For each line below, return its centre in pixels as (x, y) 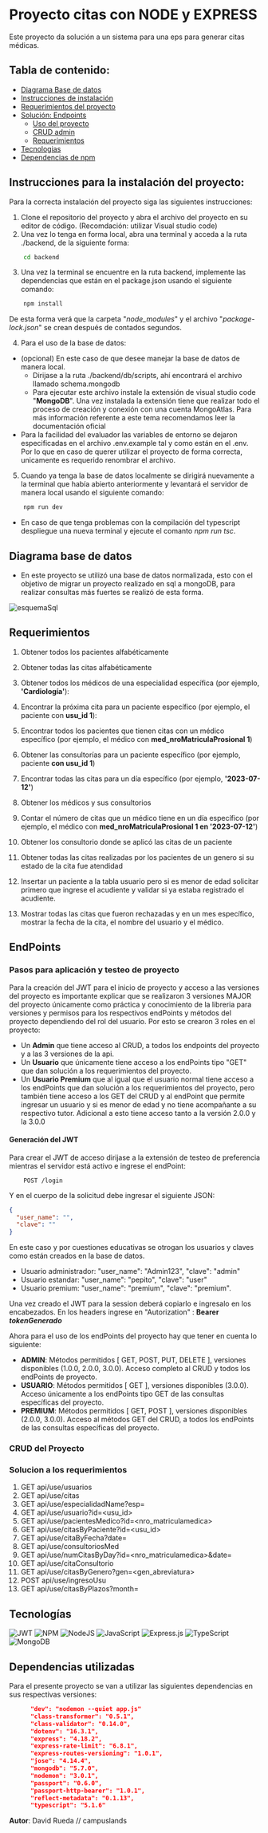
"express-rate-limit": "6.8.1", (84, 1746)
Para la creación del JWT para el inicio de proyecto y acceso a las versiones (134, 987)
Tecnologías (40, 1614)
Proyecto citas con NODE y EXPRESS (133, 15)
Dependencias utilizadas (72, 1667)
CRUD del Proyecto (47, 1449)
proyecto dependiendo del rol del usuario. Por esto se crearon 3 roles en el (132, 1021)
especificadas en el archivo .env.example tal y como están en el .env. (134, 443)
